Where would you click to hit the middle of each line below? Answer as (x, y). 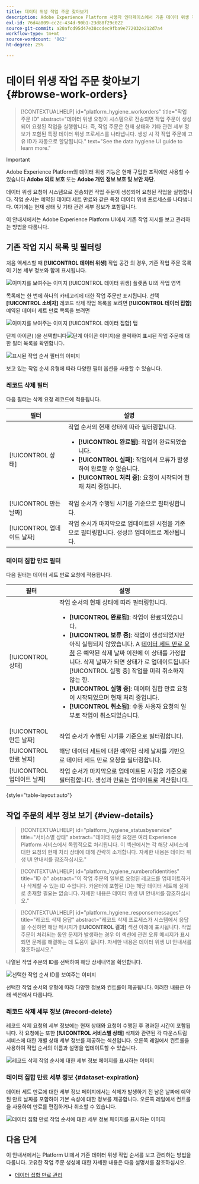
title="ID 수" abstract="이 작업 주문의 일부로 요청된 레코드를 (91, 878)
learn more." (36, 148)
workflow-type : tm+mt (33, 34)
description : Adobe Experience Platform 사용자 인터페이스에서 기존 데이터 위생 (98, 17)
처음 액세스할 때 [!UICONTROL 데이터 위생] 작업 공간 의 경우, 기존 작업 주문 (93, 263)
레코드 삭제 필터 (27, 385)
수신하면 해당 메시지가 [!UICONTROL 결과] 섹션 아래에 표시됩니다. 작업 (109, 927)
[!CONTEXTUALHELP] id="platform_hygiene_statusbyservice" (96, 830)
